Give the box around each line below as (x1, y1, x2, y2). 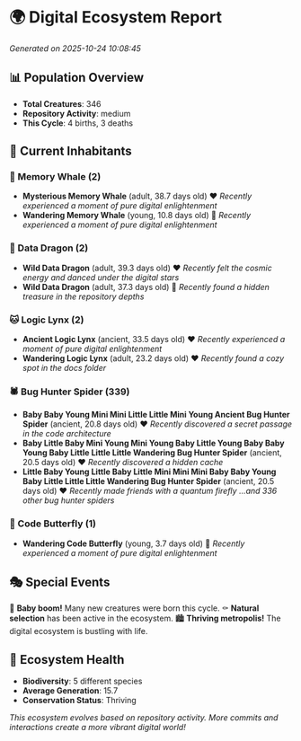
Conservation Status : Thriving (22, 695, 137, 706)
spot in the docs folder (22, 363, 106, 374)
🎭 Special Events (9, 575, 111, 590)
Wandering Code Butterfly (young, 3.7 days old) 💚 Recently (22, 538, 245, 549)
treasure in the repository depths (22, 291, 145, 302)
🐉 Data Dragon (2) (9, 242, 89, 254)
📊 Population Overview (9, 70, 145, 85)
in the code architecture (22, 428, 112, 439)
